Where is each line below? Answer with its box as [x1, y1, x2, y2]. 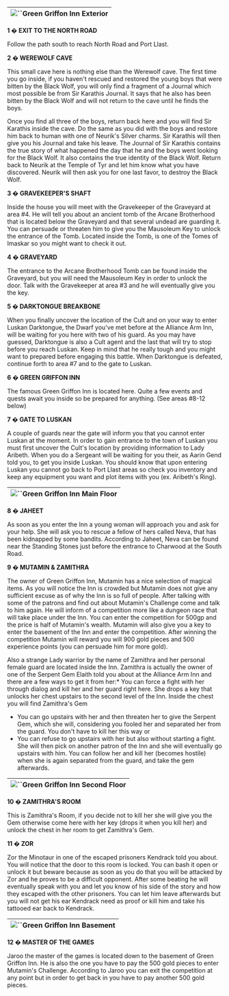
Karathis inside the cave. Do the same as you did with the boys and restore [7, 125, 218, 132]
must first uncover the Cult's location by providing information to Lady [7, 444, 205, 452]
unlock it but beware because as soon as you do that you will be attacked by [7, 868, 223, 876]
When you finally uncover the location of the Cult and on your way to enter [7, 316, 217, 324]
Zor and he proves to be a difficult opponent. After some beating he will [7, 875, 208, 883]
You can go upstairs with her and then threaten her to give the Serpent [16, 713, 217, 720]
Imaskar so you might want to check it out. [7, 239, 127, 247]
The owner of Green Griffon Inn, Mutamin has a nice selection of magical [7, 577, 212, 585]
